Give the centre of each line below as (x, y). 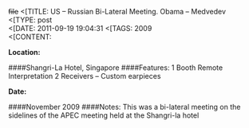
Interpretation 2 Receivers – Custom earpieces (85, 76)
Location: (24, 52)
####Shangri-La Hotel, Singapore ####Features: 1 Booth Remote (116, 68)
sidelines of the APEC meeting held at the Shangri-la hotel (104, 115)
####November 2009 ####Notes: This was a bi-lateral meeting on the (125, 107)
